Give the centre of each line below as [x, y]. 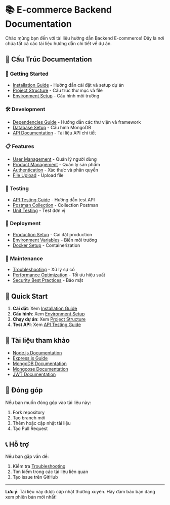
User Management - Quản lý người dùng [55, 159]
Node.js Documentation [37, 352]
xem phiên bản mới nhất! [31, 497]
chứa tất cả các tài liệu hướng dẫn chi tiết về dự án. [59, 43]
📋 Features [20, 146]
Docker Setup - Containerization [46, 245]
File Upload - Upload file [38, 175]
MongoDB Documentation [39, 364]
